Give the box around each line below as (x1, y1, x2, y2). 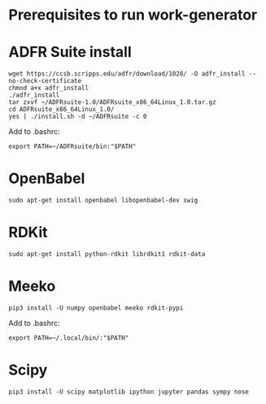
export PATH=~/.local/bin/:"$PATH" (8, 333, 129, 342)
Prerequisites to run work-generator (8, 6, 258, 24)
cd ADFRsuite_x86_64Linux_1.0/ (8, 106, 115, 114)
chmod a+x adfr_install (8, 84, 89, 93)
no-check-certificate (8, 77, 82, 85)
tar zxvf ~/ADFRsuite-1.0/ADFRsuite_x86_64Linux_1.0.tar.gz (8, 98, 217, 106)
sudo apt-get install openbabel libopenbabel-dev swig (8, 197, 198, 205)
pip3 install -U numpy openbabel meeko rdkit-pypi (8, 303, 184, 312)
